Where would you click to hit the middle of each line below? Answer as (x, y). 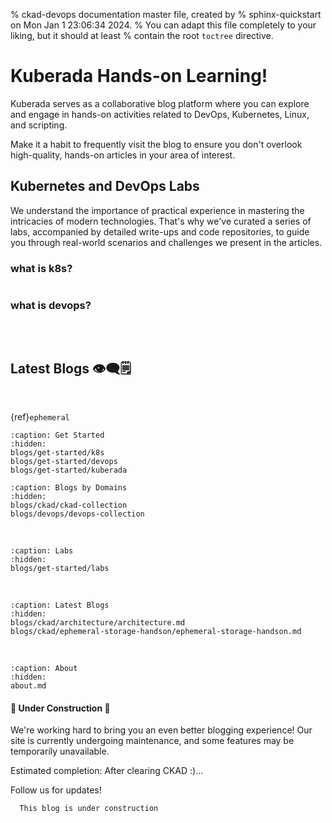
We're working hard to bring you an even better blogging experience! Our (161, 730)
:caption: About (44, 669)
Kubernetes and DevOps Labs (105, 186)
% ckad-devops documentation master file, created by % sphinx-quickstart (166, 14)
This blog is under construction (89, 809)
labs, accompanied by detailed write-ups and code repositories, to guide (160, 231)
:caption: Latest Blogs (60, 605)
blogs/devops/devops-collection (77, 514)
